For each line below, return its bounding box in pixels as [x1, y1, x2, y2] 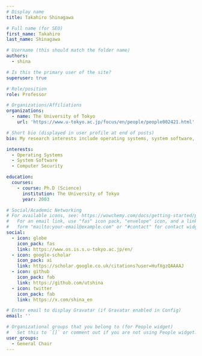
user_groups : [6, 335, 39, 341]
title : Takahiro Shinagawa [6, 14, 74, 20]
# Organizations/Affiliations [6, 102, 82, 108]
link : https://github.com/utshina [17, 280, 103, 286]
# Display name [6, 8, 44, 15]
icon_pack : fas [17, 241, 55, 247]
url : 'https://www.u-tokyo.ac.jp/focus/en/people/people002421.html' [17, 119, 195, 125]
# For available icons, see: [6, 213, 79, 219]
